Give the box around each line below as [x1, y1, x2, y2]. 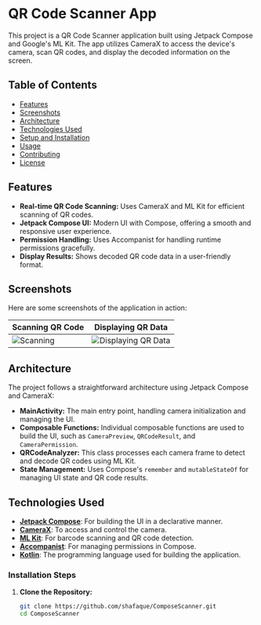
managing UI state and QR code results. [19, 473, 149, 483]
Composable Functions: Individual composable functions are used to [19, 423, 245, 433]
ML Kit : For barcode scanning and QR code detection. [19, 533, 194, 543]
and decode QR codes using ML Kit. [19, 456, 136, 466]
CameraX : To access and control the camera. [19, 525, 167, 534]
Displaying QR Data [93, 322, 169, 333]
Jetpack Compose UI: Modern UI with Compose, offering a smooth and [19, 217, 252, 228]
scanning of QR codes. [19, 210, 94, 219]
